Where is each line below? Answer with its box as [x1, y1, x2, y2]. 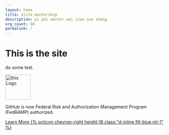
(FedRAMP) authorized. [5, 109, 54, 115]
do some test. [5, 64, 34, 71]
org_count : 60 [5, 21, 35, 27]
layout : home [5, 7, 33, 13]
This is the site [5, 48, 68, 59]
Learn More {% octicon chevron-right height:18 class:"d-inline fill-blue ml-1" [5, 119, 164, 125]
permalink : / [5, 26, 33, 31]
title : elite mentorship [5, 12, 58, 17]
